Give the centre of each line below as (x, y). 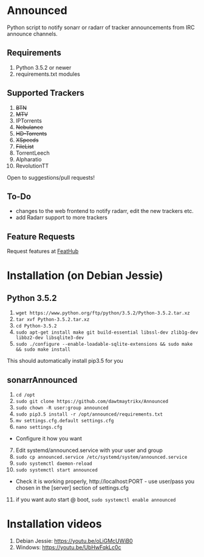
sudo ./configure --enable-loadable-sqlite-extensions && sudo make (104, 344)
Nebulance (29, 127)
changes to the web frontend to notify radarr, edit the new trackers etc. (104, 211)
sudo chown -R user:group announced (62, 408)
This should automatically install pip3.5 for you (65, 361)
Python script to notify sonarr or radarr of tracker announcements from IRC (101, 27)
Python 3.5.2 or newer (43, 67)
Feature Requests (41, 236)
